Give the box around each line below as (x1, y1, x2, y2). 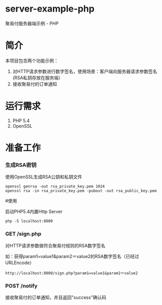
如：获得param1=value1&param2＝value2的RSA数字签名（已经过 (5, 253, 139, 259)
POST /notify (5, 282, 38, 289)
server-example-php (5, 3, 95, 15)
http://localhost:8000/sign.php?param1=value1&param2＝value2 (5, 271, 138, 276)
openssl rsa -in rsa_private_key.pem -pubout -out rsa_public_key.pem (5, 188, 157, 193)
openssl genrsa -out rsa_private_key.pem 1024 (5, 184, 105, 189)
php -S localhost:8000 (5, 219, 53, 224)
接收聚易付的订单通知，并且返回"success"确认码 (5, 294, 106, 300)
